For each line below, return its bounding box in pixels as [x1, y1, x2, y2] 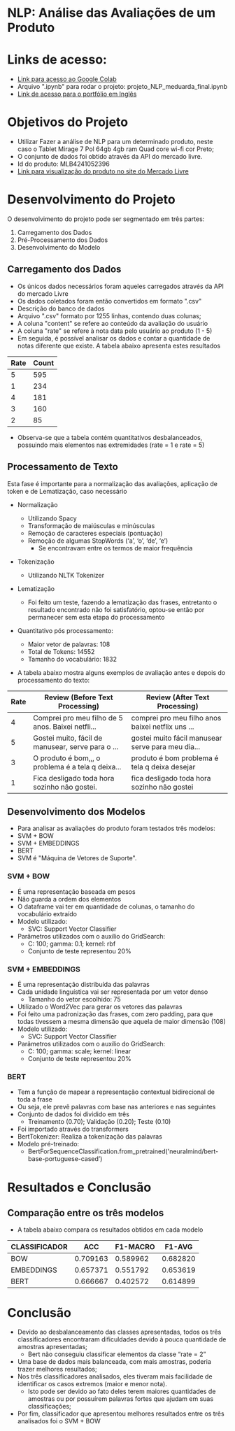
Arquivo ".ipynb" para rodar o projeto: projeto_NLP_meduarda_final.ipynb [17, 83, 228, 91]
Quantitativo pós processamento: [17, 626, 113, 634]
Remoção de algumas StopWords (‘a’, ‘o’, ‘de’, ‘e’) [27, 536, 169, 545]
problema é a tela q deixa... [32, 762, 122, 771]
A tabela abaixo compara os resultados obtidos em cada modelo [17, 1225, 204, 1234]
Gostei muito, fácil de [32, 733, 103, 743]
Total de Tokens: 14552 [27, 647, 95, 655]
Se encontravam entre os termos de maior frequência [38, 543, 193, 552]
